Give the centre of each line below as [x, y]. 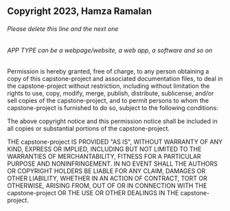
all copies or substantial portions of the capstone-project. [89, 129]
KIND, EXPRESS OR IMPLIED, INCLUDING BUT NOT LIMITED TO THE [104, 149]
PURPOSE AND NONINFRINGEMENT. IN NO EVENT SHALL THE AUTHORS [113, 164]
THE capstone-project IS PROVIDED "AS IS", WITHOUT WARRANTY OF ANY [115, 142]
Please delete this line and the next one [63, 29]
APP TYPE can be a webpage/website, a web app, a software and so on [110, 50]
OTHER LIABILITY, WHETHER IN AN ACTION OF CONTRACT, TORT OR [107, 179]
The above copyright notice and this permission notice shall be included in [112, 121]
